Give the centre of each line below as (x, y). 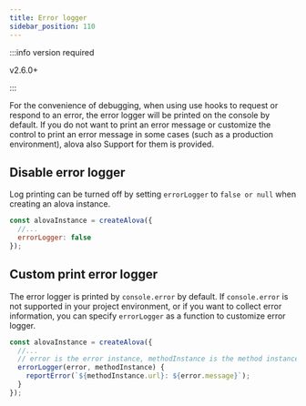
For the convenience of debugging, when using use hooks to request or (144, 105)
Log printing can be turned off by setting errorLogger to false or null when (153, 194)
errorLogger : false (55, 238)
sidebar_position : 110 (52, 26)
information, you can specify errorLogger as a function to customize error (148, 316)
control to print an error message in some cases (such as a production (142, 134)
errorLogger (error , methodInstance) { (92, 368)
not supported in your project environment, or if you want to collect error (146, 306)
